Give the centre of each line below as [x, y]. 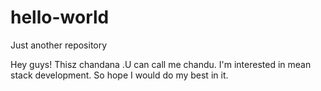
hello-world [60, 17]
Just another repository [59, 45]
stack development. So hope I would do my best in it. [119, 75]
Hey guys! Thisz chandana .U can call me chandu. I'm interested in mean [161, 64]
